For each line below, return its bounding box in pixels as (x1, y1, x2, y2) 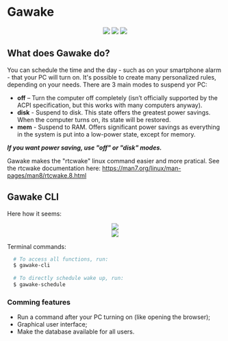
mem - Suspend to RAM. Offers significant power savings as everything (16, 123, 220, 131)
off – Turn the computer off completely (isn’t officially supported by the (16, 93, 218, 102)
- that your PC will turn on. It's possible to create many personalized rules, (7, 73, 217, 81)
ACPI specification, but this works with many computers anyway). (16, 101, 203, 109)
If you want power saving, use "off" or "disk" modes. (7, 143, 162, 152)
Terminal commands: (7, 242, 66, 250)
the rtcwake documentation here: (7, 164, 101, 172)
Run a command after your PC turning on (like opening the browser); (16, 313, 211, 321)
